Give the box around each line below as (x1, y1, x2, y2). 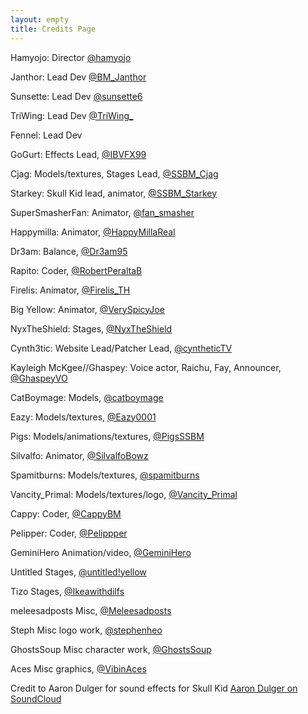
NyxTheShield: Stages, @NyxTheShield (10, 322, 173, 335)
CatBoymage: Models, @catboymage (10, 391, 164, 403)
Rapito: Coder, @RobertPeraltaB (10, 264, 143, 276)
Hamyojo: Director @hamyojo (10, 51, 132, 63)
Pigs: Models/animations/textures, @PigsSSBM (10, 430, 205, 442)
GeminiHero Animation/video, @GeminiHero (10, 546, 192, 558)
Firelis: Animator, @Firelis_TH (10, 284, 131, 296)
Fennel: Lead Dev (10, 129, 83, 141)
